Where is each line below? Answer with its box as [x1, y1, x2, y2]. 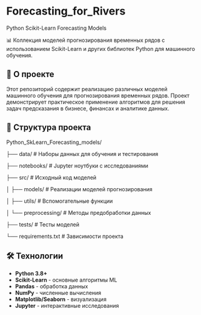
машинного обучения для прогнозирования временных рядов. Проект [6, 92, 189, 99]
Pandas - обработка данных [15, 283, 88, 290]
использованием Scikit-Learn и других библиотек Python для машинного [6, 45, 196, 52]
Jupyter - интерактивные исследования [15, 302, 119, 310]
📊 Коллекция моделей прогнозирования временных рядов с [6, 36, 165, 44]
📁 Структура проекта [6, 123, 91, 133]
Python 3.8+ [15, 270, 47, 277]
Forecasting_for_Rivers [6, 4, 126, 18]
